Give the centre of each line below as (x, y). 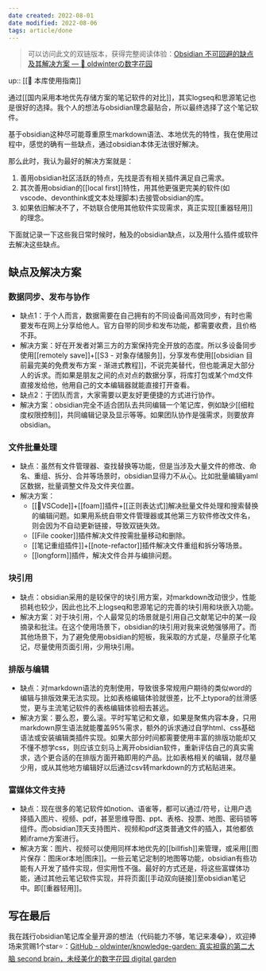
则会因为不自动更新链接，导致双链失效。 (98, 526)
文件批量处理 (33, 447)
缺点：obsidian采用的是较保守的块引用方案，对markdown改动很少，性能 (138, 597)
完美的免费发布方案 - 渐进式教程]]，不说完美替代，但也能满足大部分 (145, 366)
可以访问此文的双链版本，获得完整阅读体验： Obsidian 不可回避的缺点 (141, 54)
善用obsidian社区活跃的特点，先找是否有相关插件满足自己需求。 (124, 178)
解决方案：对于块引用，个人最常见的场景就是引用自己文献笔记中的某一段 (138, 617)
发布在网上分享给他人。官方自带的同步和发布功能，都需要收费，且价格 (141, 326)
